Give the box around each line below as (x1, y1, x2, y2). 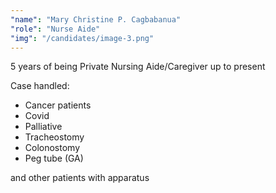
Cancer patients (24, 99, 92, 111)
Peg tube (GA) (24, 152, 84, 165)
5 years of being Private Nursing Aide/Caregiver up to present (10, 61, 266, 73)
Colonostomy (24, 142, 81, 154)
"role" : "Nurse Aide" (10, 24, 101, 34)
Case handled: (10, 80, 70, 92)
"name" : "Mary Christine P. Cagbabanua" (10, 14, 182, 25)
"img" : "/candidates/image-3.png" (10, 33, 155, 43)
